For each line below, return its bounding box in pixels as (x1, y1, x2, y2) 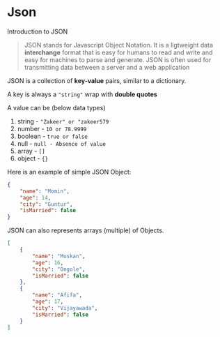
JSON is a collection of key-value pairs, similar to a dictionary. (7, 76, 187, 84)
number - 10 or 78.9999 (17, 124, 87, 133)
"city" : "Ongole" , (32, 266, 86, 273)
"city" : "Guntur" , (19, 200, 73, 208)
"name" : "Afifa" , (32, 292, 82, 299)
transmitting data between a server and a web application (24, 63, 190, 71)
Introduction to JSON (7, 27, 68, 36)
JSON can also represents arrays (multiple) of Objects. (7, 226, 164, 234)
